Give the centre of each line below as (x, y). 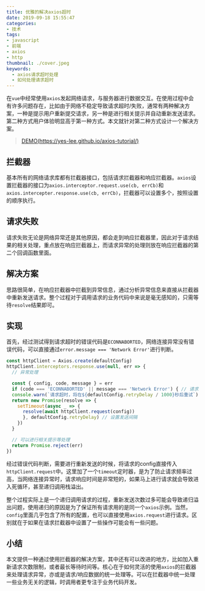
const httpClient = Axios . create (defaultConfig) (69, 361)
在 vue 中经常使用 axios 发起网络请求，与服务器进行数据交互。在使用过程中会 (100, 98)
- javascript (23, 40)
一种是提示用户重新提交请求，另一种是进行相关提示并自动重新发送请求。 (108, 114)
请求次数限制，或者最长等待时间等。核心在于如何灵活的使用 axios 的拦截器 (104, 567)
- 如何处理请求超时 (33, 80)
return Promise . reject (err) (48, 445)
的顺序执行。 (22, 200)
